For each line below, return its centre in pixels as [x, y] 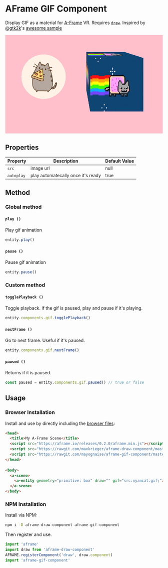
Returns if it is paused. [28, 372]
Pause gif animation [25, 262]
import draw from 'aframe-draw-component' [50, 550]
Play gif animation [24, 230]
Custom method [25, 285]
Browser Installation [30, 412]
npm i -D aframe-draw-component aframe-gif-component [62, 525]
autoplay [16, 176]
